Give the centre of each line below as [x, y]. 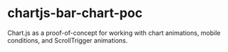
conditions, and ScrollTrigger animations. [68, 40]
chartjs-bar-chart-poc [75, 13]
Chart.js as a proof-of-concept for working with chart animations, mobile [114, 33]
